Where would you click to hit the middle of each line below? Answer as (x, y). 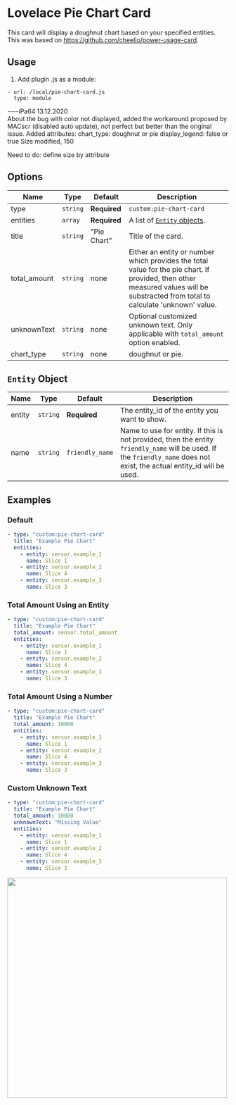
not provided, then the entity (167, 439)
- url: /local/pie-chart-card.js (56, 92)
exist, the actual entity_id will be (172, 466)
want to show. (143, 419)
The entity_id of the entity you (170, 411)
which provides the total (169, 261)
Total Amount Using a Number (60, 697)
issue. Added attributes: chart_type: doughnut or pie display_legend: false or (118, 133)
